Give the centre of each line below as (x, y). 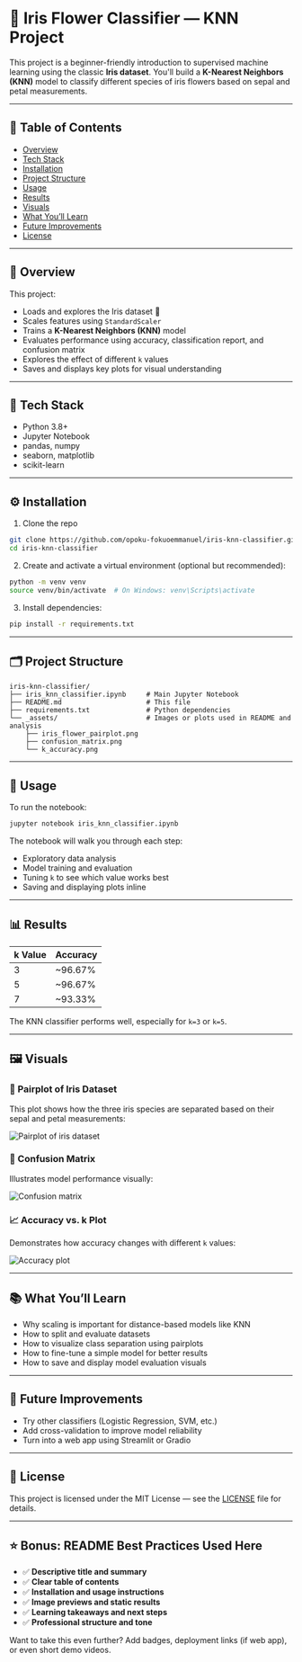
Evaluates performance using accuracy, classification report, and (143, 340)
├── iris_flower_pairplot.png (82, 734)
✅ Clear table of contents (71, 1582)
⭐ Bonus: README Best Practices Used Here (136, 1546)
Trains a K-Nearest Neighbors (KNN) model (104, 330)
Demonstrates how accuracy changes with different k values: (123, 1243)
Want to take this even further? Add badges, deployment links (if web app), (148, 1640)
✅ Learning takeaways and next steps (95, 1613)
